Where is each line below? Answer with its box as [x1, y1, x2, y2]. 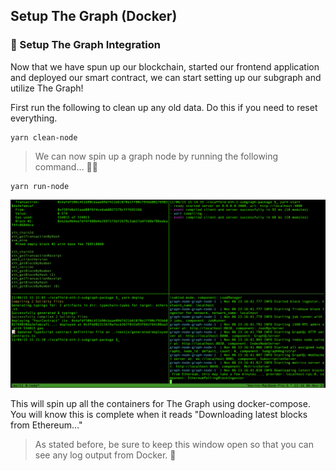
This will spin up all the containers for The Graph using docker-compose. [10, 397, 311, 409]
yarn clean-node [10, 132, 78, 143]
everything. [10, 112, 58, 124]
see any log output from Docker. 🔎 [34, 449, 177, 461]
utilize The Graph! [10, 82, 84, 94]
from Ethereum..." [10, 419, 83, 431]
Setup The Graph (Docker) [10, 8, 178, 25]
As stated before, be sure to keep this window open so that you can [34, 438, 314, 450]
